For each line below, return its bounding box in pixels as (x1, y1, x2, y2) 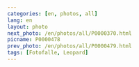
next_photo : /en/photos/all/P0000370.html (7, 29, 132, 37)
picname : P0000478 (7, 36, 60, 43)
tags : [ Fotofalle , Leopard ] (7, 50, 89, 57)
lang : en (7, 17, 33, 24)
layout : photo (7, 23, 49, 30)
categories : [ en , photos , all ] (7, 10, 98, 17)
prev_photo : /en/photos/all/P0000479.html (7, 43, 132, 50)
